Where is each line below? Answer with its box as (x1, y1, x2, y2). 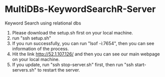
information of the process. (12, 45, 69, 51)
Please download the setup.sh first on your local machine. (12, 29, 134, 35)
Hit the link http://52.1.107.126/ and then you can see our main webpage (12, 51, 160, 57)
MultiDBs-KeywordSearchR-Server (5, 3, 156, 15)
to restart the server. (37, 66, 80, 73)
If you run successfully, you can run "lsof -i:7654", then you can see (12, 40, 155, 46)
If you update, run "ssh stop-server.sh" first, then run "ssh (12, 61, 134, 67)
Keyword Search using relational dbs (5, 20, 81, 26)
